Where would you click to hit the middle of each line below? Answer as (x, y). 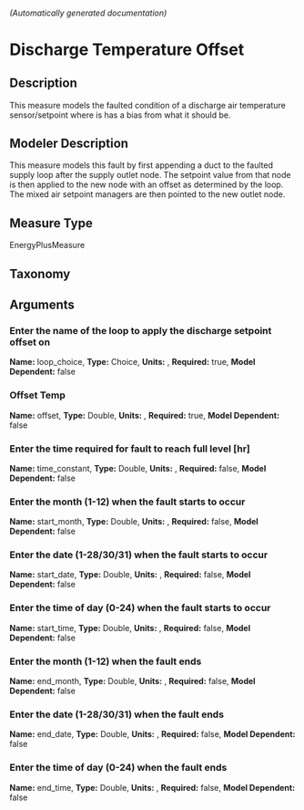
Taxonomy (40, 274)
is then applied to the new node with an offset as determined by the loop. (147, 185)
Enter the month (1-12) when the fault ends (106, 661)
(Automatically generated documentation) (88, 13)
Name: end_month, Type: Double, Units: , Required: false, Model (133, 681)
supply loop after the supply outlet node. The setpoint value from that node (150, 175)
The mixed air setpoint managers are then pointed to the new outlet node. (147, 194)
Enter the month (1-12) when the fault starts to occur (127, 502)
